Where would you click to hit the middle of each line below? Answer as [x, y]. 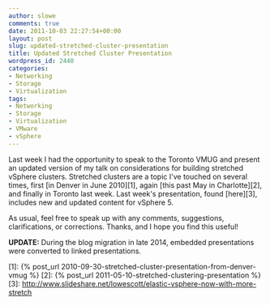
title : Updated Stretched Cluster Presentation [90, 53]
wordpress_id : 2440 [41, 61]
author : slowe [32, 16]
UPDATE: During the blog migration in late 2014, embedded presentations [131, 242]
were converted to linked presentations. [75, 251]
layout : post [30, 38]
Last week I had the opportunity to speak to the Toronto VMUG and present [134, 159]
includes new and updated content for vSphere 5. [91, 202]
